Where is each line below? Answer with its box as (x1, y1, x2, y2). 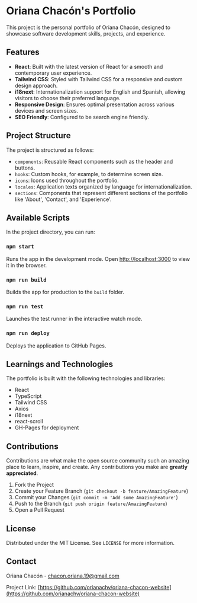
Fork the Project (14, 481, 54, 489)
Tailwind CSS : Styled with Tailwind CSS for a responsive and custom (14, 75, 183, 82)
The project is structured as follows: (6, 146, 94, 154)
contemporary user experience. (14, 69, 92, 76)
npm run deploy (6, 330, 50, 337)
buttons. (14, 164, 35, 171)
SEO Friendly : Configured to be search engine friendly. (14, 113, 150, 120)
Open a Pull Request (14, 506, 65, 513)
